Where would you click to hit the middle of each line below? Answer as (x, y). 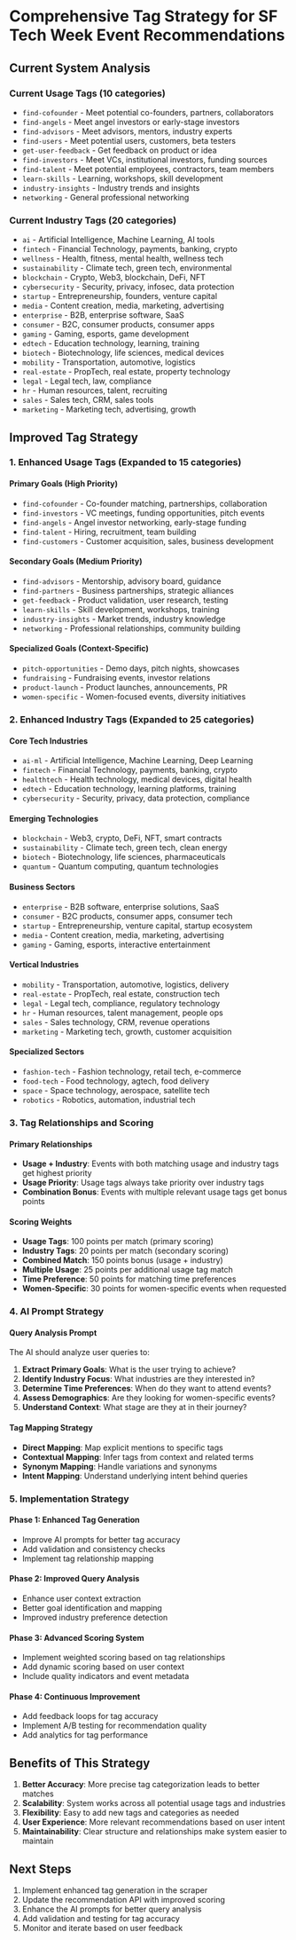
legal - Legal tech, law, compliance (87, 381)
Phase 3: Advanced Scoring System (77, 1637)
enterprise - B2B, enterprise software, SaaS (103, 315)
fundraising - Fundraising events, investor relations (116, 678)
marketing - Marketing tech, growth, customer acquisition (127, 1031)
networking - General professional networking (105, 197)
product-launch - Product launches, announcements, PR (125, 687)
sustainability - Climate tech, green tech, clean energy (125, 848)
